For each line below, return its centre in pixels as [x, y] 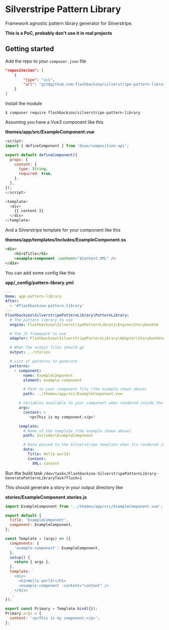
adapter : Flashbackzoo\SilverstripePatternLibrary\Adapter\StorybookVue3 [89, 338]
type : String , [33, 169]
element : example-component [53, 380]
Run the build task [24, 473]
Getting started [30, 49]
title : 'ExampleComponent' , [39, 520]
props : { [19, 160]
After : [12, 301]
